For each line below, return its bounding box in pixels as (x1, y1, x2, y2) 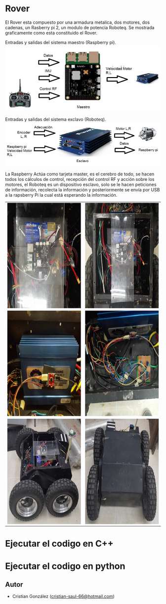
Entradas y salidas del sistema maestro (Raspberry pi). (5, 39, 116, 45)
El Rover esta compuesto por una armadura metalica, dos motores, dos (5, 19, 150, 25)
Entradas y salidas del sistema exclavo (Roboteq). (5, 117, 106, 123)
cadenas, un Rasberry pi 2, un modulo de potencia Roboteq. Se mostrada (5, 24, 155, 30)
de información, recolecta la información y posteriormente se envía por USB (5, 187, 160, 193)
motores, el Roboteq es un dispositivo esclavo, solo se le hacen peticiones (5, 181, 157, 188)
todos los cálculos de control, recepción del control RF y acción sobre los (5, 176, 155, 182)
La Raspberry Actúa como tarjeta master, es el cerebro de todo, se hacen (5, 171, 155, 177)
